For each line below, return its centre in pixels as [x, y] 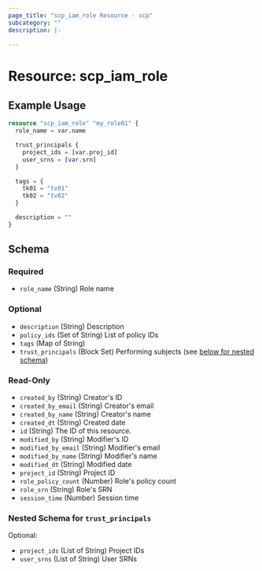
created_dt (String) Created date [72, 423]
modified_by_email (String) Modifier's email [90, 448]
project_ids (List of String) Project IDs [82, 551]
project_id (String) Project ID [67, 473]
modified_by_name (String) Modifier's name [88, 456]
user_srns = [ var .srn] [59, 159]
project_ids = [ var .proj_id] [70, 152]
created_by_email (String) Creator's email [87, 406]
